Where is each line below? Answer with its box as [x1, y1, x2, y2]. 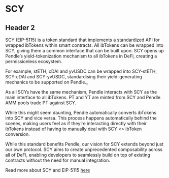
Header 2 [5, 23, 36, 32]
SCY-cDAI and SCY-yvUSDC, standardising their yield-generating [5, 74, 142, 79]
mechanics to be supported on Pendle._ [5, 79, 89, 85]
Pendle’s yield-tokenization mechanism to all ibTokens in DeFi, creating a [5, 53, 157, 59]
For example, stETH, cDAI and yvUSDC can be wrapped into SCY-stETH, [5, 68, 157, 74]
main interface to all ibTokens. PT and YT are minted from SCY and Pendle [5, 95, 161, 100]
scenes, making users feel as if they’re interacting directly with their [5, 121, 147, 126]
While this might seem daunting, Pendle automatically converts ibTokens [5, 110, 157, 115]
